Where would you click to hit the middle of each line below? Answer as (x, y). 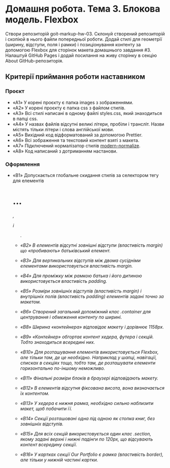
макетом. (30, 302)
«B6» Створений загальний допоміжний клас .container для (86, 311)
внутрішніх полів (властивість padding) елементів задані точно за (92, 296)
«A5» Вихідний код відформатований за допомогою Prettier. (78, 135)
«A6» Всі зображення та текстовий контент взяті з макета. (76, 140)
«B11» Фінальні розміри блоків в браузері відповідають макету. (89, 378)
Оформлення (23, 164)
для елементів (28, 181)
